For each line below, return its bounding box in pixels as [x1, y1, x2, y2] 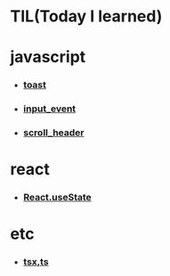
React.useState [22, 191, 92, 204]
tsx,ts [22, 256, 49, 268]
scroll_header [22, 126, 85, 139]
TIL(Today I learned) [10, 6, 163, 27]
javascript [10, 47, 86, 68]
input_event [22, 102, 77, 115]
